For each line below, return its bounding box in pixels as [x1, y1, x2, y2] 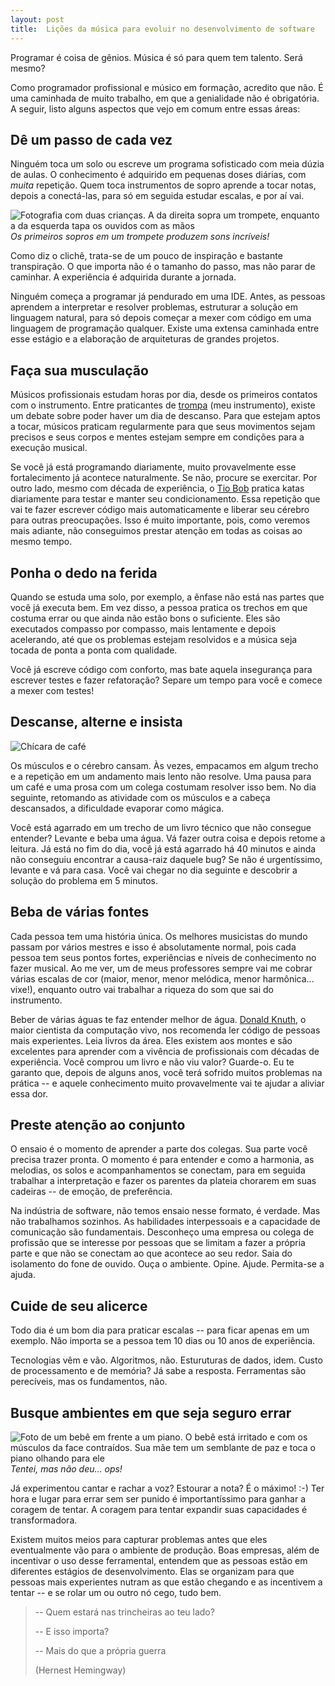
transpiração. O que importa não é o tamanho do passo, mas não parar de [10, 261, 316, 273]
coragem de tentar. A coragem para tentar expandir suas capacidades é [10, 1504, 308, 1515]
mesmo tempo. [10, 536, 73, 548]
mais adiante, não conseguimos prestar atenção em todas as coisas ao [10, 525, 303, 537]
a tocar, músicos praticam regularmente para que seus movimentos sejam [10, 421, 316, 433]
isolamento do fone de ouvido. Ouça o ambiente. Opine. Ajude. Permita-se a [10, 1258, 325, 1270]
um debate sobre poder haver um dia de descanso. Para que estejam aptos [10, 410, 321, 422]
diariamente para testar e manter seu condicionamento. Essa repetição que [10, 493, 321, 505]
